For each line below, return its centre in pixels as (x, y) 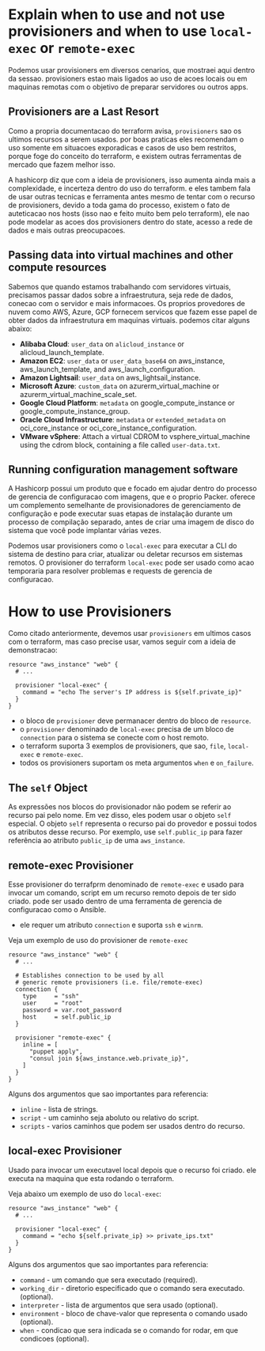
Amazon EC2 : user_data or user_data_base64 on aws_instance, (122, 361)
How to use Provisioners (90, 611)
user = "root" (53, 1003)
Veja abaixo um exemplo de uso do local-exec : (85, 1194)
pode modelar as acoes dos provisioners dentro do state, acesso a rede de (131, 221)
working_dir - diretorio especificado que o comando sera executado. (132, 1288)
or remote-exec (87, 48)
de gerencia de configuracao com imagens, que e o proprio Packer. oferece (132, 497)
